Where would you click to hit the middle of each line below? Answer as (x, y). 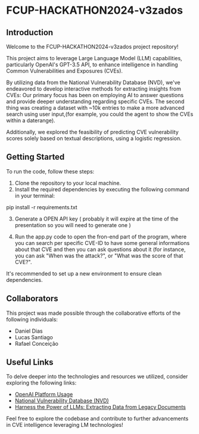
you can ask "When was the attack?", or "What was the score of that (99, 255)
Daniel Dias (29, 331)
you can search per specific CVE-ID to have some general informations (102, 243)
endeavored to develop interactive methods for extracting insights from (94, 89)
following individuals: (32, 319)
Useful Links (30, 362)
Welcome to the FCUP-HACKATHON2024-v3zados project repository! (92, 46)
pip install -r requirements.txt (42, 207)
